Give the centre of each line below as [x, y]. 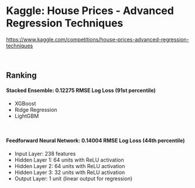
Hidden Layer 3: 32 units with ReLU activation [70, 172]
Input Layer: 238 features [45, 153]
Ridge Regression [36, 110]
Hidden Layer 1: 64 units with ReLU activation [69, 160]
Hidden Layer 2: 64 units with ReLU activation [70, 166]
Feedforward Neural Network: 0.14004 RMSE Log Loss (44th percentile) [96, 141]
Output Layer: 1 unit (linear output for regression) [73, 178]
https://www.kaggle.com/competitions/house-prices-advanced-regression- [97, 39]
